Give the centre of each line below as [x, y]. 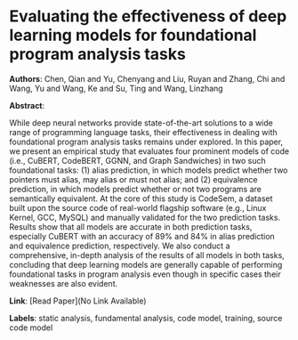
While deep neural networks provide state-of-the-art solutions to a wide [141, 123]
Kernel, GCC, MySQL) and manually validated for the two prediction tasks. [145, 217]
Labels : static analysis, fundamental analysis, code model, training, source [146, 318]
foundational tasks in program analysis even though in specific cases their [145, 274]
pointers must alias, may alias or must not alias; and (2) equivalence [133, 179]
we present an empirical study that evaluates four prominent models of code [149, 151]
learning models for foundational [133, 35]
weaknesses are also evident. [64, 283]
